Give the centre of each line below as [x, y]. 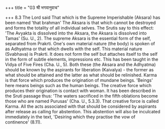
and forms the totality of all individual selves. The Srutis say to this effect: [80, 28]
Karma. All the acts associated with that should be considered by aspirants [81, 106]
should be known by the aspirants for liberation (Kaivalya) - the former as [80, 70]
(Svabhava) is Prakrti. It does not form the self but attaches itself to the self [81, 54]
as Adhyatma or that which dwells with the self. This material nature [74, 49]
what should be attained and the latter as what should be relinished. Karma [81, 75]
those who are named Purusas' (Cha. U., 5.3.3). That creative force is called [82, 101]
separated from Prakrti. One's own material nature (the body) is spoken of [80, 44]
